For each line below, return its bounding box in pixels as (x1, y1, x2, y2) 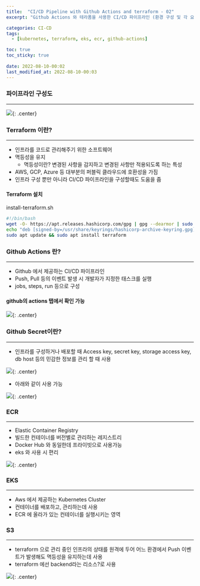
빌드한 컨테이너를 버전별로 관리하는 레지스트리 (14, 434, 122, 441)
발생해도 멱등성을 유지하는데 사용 (26, 553, 103, 560)
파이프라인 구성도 (6, 90, 53, 98)
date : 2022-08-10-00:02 (6, 63, 65, 69)
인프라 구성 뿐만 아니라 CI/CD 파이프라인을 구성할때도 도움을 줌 (14, 176, 162, 183)
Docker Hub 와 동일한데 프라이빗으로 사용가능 (14, 441, 123, 448)
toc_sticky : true (6, 52, 49, 58)
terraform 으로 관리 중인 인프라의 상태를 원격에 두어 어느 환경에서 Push (14, 546, 180, 553)
